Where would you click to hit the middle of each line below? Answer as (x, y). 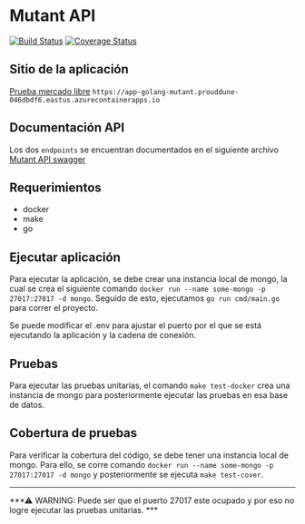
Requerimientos (55, 187)
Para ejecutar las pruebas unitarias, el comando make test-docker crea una (150, 385)
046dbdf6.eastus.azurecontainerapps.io (85, 100)
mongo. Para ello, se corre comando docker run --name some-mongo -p (142, 464)
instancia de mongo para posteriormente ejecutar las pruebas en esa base (149, 395)
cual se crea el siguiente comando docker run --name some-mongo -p (138, 289)
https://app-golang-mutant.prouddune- (165, 92)
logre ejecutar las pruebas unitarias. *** (84, 509)
